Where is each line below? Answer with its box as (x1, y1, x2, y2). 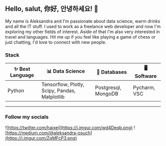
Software (134, 73, 157, 80)
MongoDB (95, 91, 119, 97)
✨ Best (14, 65, 31, 72)
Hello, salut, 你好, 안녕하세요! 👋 (5, 4, 99, 13)
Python (7, 87, 25, 94)
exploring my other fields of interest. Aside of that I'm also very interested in (5, 29, 160, 35)
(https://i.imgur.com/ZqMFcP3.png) (5, 135, 78, 141)
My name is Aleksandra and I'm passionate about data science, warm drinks (5, 18, 161, 24)
